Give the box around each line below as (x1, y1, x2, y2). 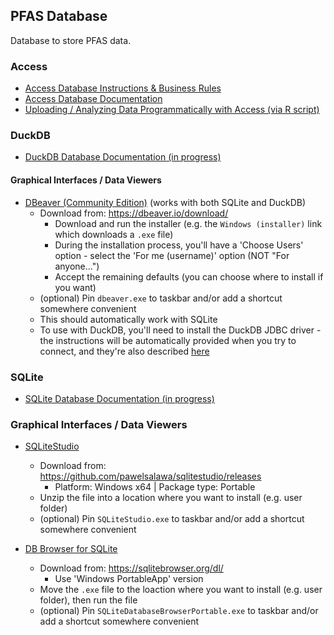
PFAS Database (10, 8, 108, 25)
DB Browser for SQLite (24, 543, 118, 555)
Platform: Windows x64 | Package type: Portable (54, 481, 256, 493)
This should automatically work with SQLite (39, 313, 218, 325)
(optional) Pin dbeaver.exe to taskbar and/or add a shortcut (39, 292, 283, 304)
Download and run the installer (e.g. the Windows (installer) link (54, 217, 323, 229)
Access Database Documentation (24, 93, 163, 105)
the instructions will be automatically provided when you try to (39, 334, 297, 346)
